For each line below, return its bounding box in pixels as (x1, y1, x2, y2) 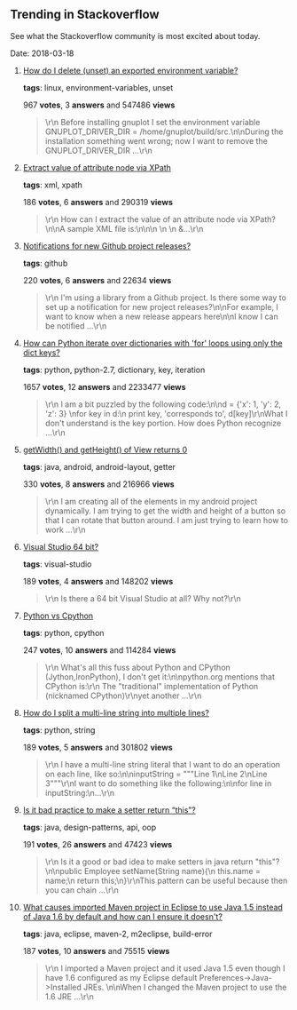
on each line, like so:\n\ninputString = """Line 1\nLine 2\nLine (44, 768, 268, 779)
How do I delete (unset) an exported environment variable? (22, 65, 238, 76)
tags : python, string (22, 724, 96, 736)
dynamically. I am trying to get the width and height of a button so (44, 505, 286, 516)
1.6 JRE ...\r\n (44, 990, 94, 1002)
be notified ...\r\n (44, 320, 107, 331)
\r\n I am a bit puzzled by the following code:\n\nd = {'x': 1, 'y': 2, (44, 399, 282, 410)
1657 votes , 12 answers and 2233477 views (22, 381, 186, 392)
